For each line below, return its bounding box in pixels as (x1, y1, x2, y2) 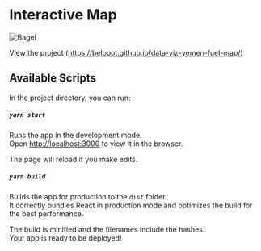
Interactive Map (9, 6, 118, 24)
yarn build (9, 173, 46, 181)
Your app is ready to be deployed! (9, 232, 122, 243)
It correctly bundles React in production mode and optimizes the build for (9, 200, 253, 210)
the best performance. (9, 208, 84, 219)
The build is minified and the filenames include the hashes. (9, 224, 205, 234)
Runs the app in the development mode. (9, 130, 142, 140)
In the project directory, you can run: (9, 93, 131, 102)
